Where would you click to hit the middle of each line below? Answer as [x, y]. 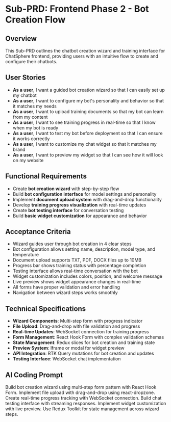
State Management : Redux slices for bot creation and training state [84, 342]
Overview [21, 38]
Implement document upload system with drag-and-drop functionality [87, 199]
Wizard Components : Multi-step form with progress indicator [78, 321]
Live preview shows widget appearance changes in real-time [77, 282]
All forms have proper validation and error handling [66, 287]
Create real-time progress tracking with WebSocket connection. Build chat [83, 398]
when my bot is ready [35, 127]
